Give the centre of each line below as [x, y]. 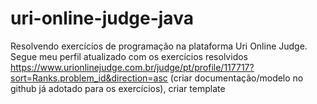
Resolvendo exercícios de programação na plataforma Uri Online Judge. [159, 46]
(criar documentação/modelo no [236, 78]
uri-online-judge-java [102, 18]
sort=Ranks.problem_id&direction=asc [89, 78]
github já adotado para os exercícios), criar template [118, 88]
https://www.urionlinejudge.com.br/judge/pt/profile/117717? [132, 67]
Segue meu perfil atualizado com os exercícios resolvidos [129, 56]
